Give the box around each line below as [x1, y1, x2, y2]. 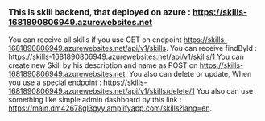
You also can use [196, 86, 254, 96]
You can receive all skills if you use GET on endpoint [8, 35, 182, 44]
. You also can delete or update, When [124, 69, 252, 79]
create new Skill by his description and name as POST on [8, 60, 198, 70]
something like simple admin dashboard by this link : [8, 95, 182, 105]
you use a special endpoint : [8, 77, 102, 87]
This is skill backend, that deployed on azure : [8, 6, 191, 18]
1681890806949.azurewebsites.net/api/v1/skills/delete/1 [8, 86, 195, 96]
